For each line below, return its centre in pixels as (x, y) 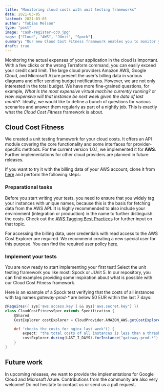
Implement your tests (31, 256)
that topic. (15, 224)
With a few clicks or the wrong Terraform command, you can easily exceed (81, 65)
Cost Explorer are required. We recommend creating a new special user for (81, 238)
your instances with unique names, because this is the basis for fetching (78, 203)
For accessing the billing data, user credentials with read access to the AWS (82, 233)
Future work (24, 362)
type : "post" (18, 28)
